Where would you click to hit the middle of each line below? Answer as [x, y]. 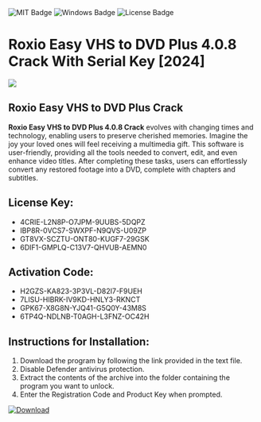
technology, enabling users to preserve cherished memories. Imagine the [128, 135]
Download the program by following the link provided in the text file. [131, 361]
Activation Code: [51, 272]
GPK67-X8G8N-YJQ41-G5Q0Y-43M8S [83, 308]
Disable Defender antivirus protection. [82, 370]
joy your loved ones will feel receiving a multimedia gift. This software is [126, 144]
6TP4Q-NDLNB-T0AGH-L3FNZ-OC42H [84, 316]
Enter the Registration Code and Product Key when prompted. [121, 395]
